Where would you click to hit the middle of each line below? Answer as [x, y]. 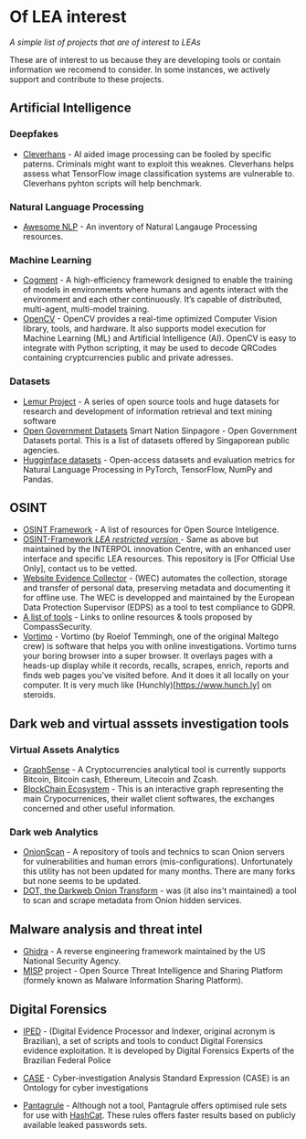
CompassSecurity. [58, 627]
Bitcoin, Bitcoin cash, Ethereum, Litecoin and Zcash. [121, 780]
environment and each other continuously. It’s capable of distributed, [153, 300]
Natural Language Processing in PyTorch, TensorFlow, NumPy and [148, 469]
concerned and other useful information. [99, 809]
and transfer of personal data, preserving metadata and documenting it [156, 588]
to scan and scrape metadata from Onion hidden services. [132, 900]
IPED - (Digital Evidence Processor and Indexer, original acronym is [149, 1031]
